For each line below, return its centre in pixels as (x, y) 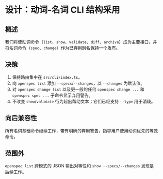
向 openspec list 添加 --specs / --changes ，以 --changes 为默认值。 (78, 83)
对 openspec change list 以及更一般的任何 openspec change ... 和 (78, 89)
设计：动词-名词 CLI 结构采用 (63, 10)
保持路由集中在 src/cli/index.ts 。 (47, 77)
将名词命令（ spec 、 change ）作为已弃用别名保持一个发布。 (63, 48)
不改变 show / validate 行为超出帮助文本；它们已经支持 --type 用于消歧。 (84, 101)
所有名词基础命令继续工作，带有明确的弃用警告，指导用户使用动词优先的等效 (81, 131)
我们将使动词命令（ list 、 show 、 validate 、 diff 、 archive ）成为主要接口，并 (81, 42)
